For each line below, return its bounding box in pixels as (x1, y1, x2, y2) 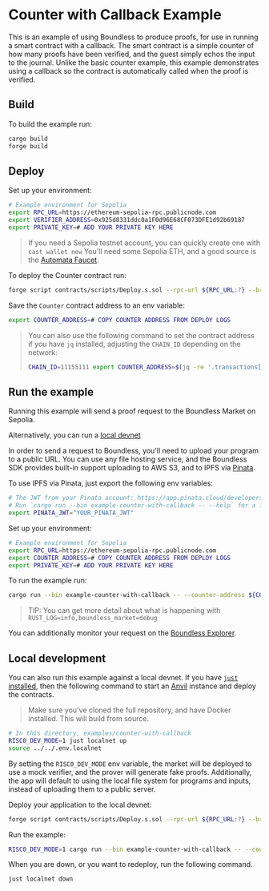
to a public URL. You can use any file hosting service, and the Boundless (8, 454, 247, 464)
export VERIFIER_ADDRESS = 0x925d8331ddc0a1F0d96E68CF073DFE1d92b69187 (8, 216, 246, 224)
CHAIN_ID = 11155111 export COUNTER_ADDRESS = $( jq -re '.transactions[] (27, 363, 266, 371)
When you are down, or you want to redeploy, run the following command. (8, 860, 254, 869)
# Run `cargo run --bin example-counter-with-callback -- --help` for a (8, 502, 256, 510)
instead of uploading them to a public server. (8, 784, 156, 794)
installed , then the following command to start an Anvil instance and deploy (8, 681, 256, 691)
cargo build (8, 135, 48, 143)
